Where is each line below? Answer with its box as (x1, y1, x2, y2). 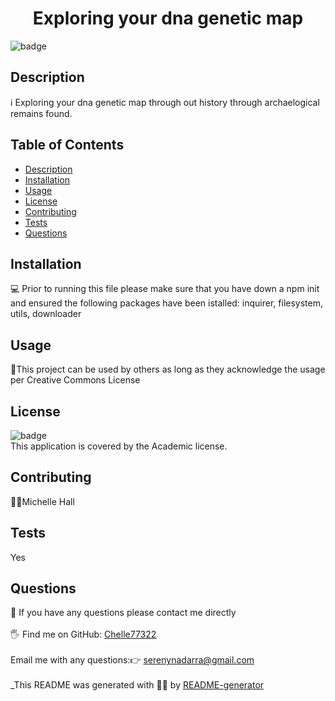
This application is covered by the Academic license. (10, 440, 228, 452)
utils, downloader (10, 308, 82, 320)
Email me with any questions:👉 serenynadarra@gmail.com (10, 654, 255, 666)
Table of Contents (10, 137, 125, 154)
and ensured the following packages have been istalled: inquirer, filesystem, (10, 297, 323, 309)
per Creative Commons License (10, 374, 141, 386)
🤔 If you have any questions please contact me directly (10, 607, 237, 619)
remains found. (10, 107, 73, 119)
